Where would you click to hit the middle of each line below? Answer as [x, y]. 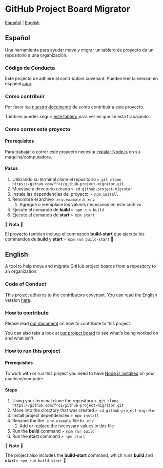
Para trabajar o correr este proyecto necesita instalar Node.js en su [72, 152]
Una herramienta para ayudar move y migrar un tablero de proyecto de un [79, 50]
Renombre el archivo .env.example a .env [53, 199]
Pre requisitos [20, 141]
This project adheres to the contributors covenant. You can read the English [81, 295]
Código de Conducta [30, 68]
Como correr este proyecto [38, 130]
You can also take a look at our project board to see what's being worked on [82, 333]
